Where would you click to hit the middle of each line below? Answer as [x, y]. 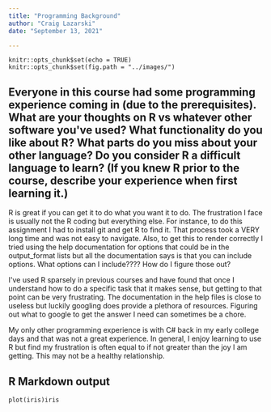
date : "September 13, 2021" [56, 31]
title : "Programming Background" [65, 16]
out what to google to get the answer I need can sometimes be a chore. [127, 314]
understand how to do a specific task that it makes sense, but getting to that [135, 289]
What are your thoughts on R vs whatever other [130, 117]
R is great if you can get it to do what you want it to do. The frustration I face [135, 213]
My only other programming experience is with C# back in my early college [134, 330]
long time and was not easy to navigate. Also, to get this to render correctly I [136, 239]
